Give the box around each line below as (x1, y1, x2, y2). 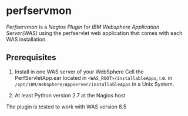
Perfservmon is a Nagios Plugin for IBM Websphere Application (6, 23, 160, 30)
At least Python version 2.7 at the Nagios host (14, 92, 126, 99)
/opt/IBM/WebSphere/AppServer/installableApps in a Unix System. (14, 80, 174, 87)
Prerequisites (6, 52, 56, 62)
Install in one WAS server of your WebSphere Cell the (14, 68, 144, 75)
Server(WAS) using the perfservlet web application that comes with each (6, 29, 183, 36)
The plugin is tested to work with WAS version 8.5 (6, 103, 127, 110)
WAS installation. (6, 36, 47, 43)
